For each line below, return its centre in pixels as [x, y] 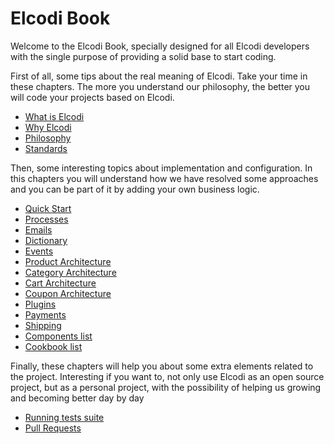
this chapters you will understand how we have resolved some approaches [164, 178]
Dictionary [46, 240]
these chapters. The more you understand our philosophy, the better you [160, 86]
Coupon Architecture [68, 293]
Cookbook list [53, 346]
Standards [46, 148]
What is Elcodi [54, 116]
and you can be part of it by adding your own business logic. [135, 189]
